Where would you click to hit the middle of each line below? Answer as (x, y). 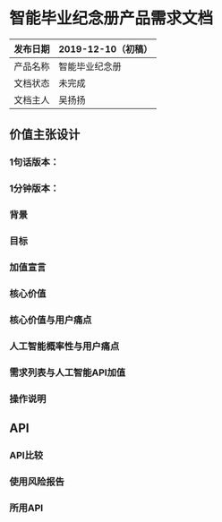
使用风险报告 (37, 482)
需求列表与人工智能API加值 (68, 372)
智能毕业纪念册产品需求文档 (111, 18)
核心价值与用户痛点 (51, 320)
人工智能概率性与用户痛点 (64, 346)
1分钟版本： (34, 189)
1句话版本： (34, 162)
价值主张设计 (45, 135)
